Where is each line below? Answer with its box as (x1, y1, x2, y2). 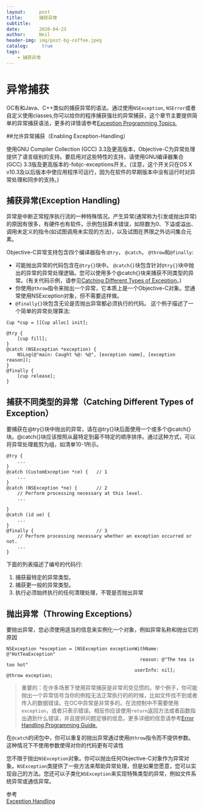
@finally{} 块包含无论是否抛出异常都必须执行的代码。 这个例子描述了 (15, 300, 189, 307)
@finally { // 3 (6, 528, 108, 534)
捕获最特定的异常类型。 (15, 574, 74, 581)
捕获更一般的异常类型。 (15, 581, 74, 589)
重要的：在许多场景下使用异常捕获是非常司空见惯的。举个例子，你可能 (21, 684, 198, 691)
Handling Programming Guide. (21, 722, 97, 728)
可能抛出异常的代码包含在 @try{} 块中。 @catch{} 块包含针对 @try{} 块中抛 (15, 262, 194, 269)
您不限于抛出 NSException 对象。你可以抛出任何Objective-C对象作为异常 (6, 755, 184, 761)
